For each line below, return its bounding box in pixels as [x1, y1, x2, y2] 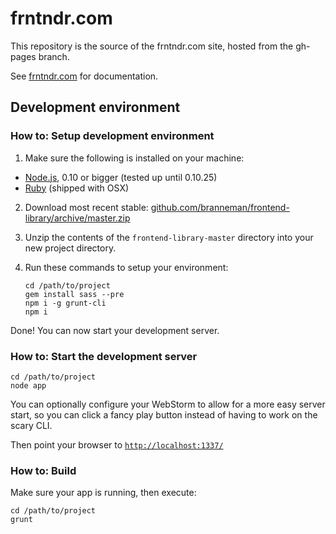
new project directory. [24, 242, 117, 254]
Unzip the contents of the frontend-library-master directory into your [24, 231, 314, 243]
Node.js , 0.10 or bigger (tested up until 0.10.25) [24, 171, 218, 183]
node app [10, 380, 47, 391]
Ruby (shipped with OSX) [24, 182, 130, 194]
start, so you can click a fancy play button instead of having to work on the [10, 408, 318, 421]
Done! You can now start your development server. [10, 324, 220, 336]
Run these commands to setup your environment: [24, 261, 229, 273]
